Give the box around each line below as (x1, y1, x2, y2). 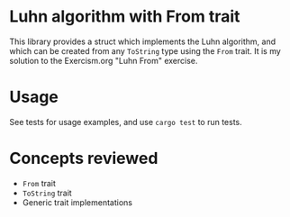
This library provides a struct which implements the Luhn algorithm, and (9, 36, 276, 47)
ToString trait (22, 187, 72, 198)
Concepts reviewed (9, 149, 159, 168)
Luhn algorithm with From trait (9, 6, 240, 27)
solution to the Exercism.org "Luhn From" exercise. (9, 55, 198, 66)
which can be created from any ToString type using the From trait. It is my (9, 45, 281, 56)
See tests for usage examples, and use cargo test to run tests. (9, 116, 243, 127)
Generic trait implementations (22, 196, 133, 208)
